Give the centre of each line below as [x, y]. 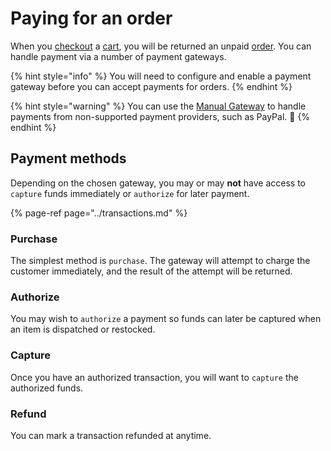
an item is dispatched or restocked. [83, 329]
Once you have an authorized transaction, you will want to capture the [154, 377]
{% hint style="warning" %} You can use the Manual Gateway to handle [158, 106]
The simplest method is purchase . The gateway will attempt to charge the [160, 261]
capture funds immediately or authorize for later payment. [130, 193]
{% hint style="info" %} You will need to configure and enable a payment [161, 76]
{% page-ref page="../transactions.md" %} [99, 213]
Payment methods [68, 158]
